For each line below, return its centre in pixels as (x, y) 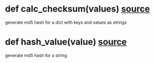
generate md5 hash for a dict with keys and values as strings (66, 22)
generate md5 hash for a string (36, 55)
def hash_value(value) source (66, 42)
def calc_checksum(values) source (77, 9)
